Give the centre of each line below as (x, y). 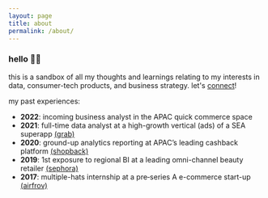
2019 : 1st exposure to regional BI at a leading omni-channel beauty (132, 159)
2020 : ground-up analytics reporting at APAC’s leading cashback (129, 142)
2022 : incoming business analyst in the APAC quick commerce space (136, 116)
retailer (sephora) (49, 168)
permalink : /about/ (41, 31)
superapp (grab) (47, 133)
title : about (30, 23)
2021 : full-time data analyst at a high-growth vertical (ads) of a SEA (133, 125)
